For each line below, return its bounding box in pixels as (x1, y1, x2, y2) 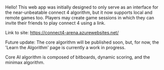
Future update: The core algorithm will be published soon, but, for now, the (5, 39, 159, 45)
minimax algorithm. (5, 60, 45, 65)
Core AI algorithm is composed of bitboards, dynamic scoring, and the (5, 54, 150, 60)
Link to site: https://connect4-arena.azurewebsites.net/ (5, 30, 119, 35)
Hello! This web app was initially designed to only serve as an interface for (5, 4, 158, 10)
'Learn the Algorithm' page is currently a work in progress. (5, 45, 126, 50)
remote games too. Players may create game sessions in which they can (5, 15, 154, 20)
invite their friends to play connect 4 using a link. (5, 20, 106, 26)
